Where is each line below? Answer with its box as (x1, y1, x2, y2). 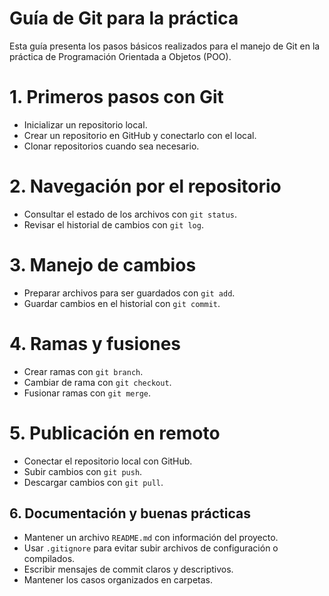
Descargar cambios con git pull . (23, 476, 164, 488)
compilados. (23, 553, 76, 565)
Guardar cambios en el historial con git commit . (23, 297, 221, 309)
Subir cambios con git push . (23, 465, 143, 477)
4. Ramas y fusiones (9, 332, 182, 355)
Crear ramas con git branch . (23, 365, 144, 377)
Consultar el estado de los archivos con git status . (23, 208, 238, 220)
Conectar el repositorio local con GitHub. (23, 455, 193, 467)
